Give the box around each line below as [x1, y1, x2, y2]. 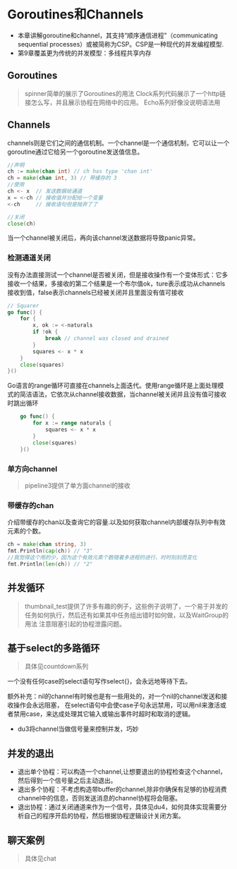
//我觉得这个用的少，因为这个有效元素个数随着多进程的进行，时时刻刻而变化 [7, 554, 197, 561]
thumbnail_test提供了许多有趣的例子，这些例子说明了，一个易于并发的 [24, 602, 228, 610]
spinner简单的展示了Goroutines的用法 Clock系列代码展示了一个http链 [24, 89, 226, 97]
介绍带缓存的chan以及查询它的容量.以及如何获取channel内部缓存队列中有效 [7, 518, 226, 526]
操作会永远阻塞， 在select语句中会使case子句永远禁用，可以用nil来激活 [13, 701, 221, 710]
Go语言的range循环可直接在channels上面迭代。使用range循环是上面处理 [7, 382, 218, 390]
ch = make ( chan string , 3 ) [7, 541, 87, 548]
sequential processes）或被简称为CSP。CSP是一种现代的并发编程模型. [17, 39, 224, 48]
